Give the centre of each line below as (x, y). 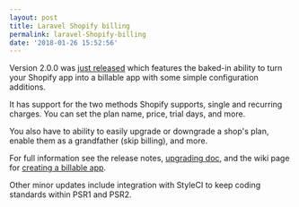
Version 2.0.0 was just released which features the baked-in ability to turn (146, 68)
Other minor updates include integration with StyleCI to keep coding (135, 185)
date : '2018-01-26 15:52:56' (64, 43)
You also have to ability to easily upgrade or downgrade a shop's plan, (139, 132)
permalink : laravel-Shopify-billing (78, 34)
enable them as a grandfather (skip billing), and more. (109, 141)
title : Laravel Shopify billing (70, 26)
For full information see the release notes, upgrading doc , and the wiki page (149, 159)
